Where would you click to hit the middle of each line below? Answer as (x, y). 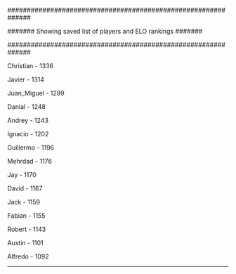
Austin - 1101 (25, 243)
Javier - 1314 (26, 79)
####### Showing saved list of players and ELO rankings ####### (105, 31)
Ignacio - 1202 (28, 134)
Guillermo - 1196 (31, 148)
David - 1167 (25, 188)
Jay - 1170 (22, 175)
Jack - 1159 (24, 202)
